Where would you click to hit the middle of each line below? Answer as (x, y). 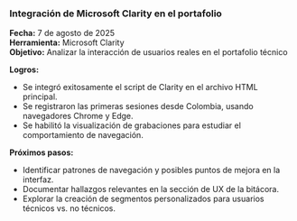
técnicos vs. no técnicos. (69, 208)
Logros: (24, 69)
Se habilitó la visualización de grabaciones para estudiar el (132, 125)
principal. (40, 97)
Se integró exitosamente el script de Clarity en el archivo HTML (140, 87)
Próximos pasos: (42, 152)
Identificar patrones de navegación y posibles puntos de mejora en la (151, 170)
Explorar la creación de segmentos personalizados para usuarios (143, 199)
